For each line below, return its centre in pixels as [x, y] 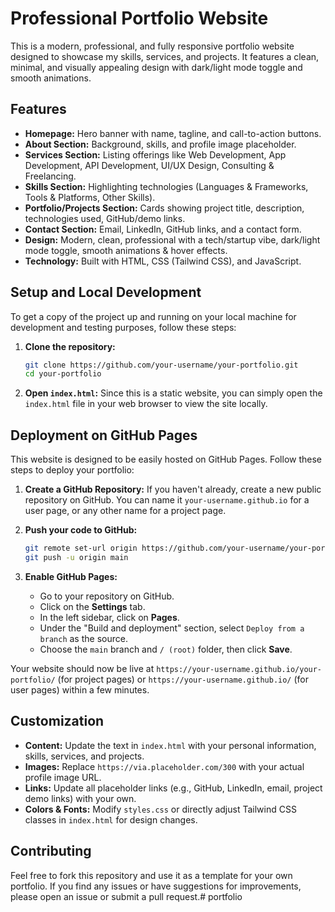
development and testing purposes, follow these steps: [123, 327]
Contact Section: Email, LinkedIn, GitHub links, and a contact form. [163, 229]
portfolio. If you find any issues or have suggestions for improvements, [156, 886]
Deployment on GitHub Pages [104, 435]
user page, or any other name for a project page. [125, 511]
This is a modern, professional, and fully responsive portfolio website [152, 46]
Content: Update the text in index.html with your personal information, [170, 745]
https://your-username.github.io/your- [239, 669]
